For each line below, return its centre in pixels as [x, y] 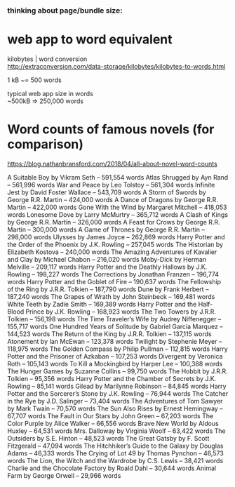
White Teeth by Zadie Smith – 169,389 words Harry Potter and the [102, 304]
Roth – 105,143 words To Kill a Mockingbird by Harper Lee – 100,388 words [115, 363]
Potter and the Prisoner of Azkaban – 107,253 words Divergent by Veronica [115, 356]
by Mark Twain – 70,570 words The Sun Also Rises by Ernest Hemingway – [115, 408]
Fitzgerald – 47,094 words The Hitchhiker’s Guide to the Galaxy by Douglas [115, 446]
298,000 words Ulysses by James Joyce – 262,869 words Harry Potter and [116, 236]
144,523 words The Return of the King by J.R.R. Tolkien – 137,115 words [109, 334]
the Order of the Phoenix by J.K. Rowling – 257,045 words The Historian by [115, 244]
